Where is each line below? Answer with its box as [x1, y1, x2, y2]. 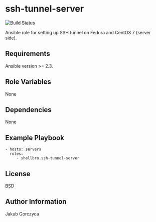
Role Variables [5, 78, 51, 86]
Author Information [5, 197, 67, 206]
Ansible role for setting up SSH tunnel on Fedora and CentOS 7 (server [5, 29, 151, 35]
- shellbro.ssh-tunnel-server [16, 156, 80, 161]
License [5, 170, 31, 178]
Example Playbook [5, 133, 64, 142]
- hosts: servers [5, 147, 42, 152]
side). [5, 35, 17, 41]
